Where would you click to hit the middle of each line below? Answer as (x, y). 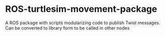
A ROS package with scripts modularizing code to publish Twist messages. (83, 23)
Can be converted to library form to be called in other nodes (67, 28)
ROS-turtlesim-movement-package (81, 9)
